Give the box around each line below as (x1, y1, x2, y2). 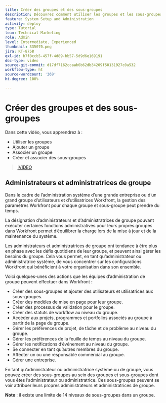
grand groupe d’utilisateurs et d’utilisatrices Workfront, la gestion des (5, 197, 146, 203)
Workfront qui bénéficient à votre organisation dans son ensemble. (5, 264, 141, 269)
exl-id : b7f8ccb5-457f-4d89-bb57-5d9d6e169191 (5, 53, 103, 59)
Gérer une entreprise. (12, 357, 56, 363)
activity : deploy (5, 21, 41, 26)
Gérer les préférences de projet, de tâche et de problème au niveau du (12, 325, 157, 331)
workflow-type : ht (5, 67, 43, 72)
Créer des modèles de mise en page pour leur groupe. (12, 299, 123, 305)
